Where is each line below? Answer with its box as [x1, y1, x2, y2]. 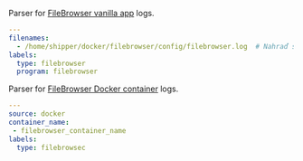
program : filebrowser [16, 67, 99, 76]
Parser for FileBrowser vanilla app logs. [8, 8, 155, 18]
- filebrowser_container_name [12, 126, 127, 135]
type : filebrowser [16, 59, 87, 68]
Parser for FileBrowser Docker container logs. [8, 83, 179, 94]
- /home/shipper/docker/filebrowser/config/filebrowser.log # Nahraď [16, 42, 289, 51]
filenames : [8, 33, 50, 43]
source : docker [8, 109, 66, 118]
